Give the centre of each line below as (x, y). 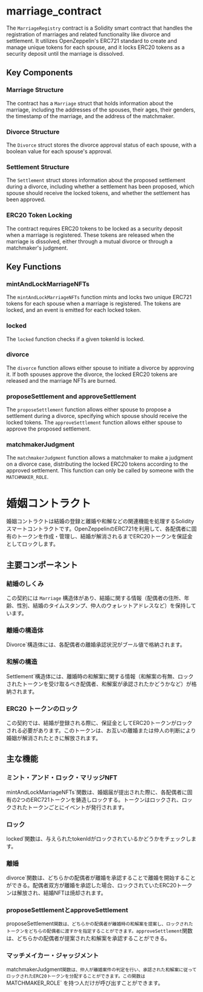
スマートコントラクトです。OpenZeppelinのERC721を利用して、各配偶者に (99, 529)
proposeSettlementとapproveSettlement (67, 910)
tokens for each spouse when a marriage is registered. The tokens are (94, 303)
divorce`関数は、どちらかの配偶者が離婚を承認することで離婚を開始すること (101, 878)
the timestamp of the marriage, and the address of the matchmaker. (91, 116)
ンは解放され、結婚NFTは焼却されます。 (56, 893)
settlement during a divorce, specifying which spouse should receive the (97, 416)
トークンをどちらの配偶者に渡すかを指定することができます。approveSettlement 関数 (100, 931)
